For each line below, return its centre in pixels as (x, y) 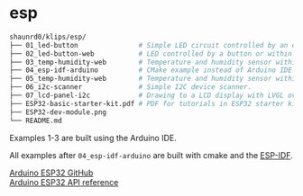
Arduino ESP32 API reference (64, 182)
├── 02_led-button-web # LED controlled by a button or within (151, 53)
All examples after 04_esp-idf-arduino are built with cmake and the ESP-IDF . (151, 155)
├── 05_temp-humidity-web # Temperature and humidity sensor (141, 79)
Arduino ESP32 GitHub (51, 173)
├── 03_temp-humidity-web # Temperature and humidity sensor (141, 62)
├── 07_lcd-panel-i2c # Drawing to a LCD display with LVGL (147, 96)
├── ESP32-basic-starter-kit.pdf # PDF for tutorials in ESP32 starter (147, 103)
